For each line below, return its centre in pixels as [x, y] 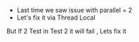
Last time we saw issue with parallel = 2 [74, 10]
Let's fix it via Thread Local [56, 17]
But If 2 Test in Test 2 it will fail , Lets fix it [67, 31]
